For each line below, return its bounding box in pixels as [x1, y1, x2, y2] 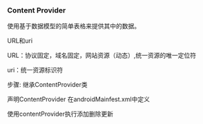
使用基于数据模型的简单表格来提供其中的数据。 [7, 22, 140, 30]
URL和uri [7, 37, 33, 45]
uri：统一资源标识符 [7, 66, 64, 74]
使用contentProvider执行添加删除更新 [7, 110, 114, 118]
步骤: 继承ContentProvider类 [7, 81, 88, 89]
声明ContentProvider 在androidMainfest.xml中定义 [7, 95, 151, 103]
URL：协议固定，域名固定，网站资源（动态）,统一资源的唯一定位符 [7, 51, 197, 60]
